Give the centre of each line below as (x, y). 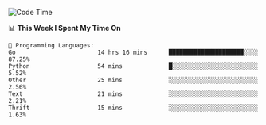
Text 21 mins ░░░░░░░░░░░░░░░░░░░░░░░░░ (133, 94)
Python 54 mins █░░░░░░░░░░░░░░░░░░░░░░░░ (133, 66)
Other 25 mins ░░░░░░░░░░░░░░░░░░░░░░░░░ (133, 80)
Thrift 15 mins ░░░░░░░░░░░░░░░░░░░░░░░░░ (133, 108)
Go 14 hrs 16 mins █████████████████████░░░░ (133, 52)
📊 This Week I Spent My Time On (65, 28)
